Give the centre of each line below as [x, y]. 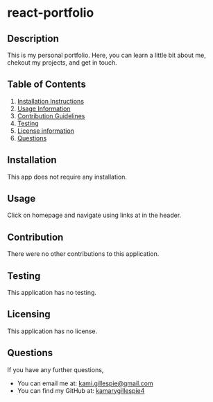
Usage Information [44, 108]
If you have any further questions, [56, 369]
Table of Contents [47, 85]
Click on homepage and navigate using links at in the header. [94, 215]
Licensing [29, 314]
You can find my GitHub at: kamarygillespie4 [81, 390]
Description [33, 39]
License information [46, 131]
